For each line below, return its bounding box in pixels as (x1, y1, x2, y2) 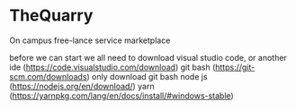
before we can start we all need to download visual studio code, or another (9, 52, 288, 63)
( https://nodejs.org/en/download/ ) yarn (9, 80, 155, 91)
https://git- (215, 62, 256, 72)
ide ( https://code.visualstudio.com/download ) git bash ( (9, 62, 216, 72)
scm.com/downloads (9, 71, 87, 81)
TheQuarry (9, 5, 94, 26)
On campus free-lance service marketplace (9, 35, 171, 46)
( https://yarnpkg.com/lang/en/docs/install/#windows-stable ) (9, 90, 234, 101)
